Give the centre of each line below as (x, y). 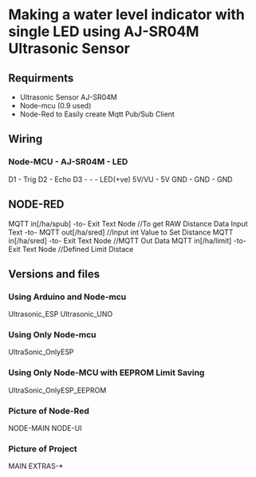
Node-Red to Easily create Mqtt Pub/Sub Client (97, 114)
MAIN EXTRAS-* (36, 466)
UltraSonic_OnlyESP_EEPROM (57, 390)
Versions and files (54, 274)
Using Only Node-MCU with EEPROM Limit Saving (106, 373)
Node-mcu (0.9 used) (55, 106)
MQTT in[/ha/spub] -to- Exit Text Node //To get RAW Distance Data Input (128, 223)
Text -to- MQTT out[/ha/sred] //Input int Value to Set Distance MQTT (121, 232)
